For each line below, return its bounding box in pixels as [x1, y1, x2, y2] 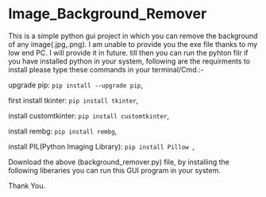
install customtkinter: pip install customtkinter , [8, 110, 169, 120]
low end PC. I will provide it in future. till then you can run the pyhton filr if [8, 48, 249, 57]
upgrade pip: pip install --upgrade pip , [8, 80, 143, 90]
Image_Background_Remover [8, 5, 207, 23]
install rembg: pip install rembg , [8, 126, 118, 136]
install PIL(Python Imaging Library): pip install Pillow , [8, 141, 195, 151]
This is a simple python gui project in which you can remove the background [8, 31, 258, 41]
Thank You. [8, 180, 46, 191]
